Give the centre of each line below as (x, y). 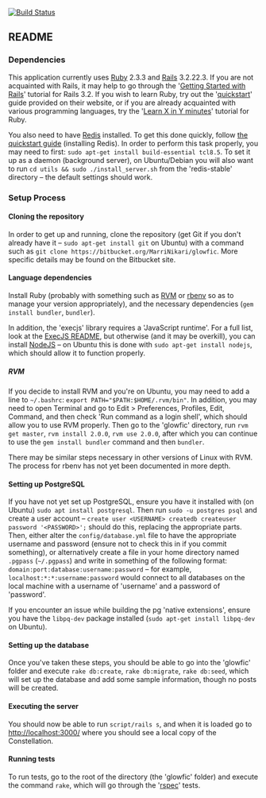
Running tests (32, 759)
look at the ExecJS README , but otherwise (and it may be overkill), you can (132, 336)
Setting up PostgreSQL (47, 484)
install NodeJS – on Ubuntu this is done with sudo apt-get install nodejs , (130, 345)
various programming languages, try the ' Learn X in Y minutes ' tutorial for (129, 110)
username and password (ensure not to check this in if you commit (118, 544)
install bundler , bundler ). (52, 312)
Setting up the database (49, 645)
